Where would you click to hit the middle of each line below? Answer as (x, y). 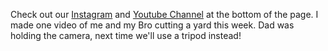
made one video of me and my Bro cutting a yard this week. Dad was (152, 25)
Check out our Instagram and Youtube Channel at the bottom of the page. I (164, 14)
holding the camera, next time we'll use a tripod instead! (126, 35)
